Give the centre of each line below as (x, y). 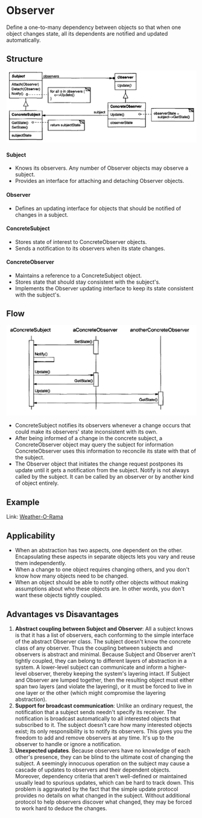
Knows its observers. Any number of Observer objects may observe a (102, 168)
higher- (178, 667)
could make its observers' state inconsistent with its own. (86, 432)
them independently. (40, 563)
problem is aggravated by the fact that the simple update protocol (96, 789)
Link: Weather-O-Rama (35, 517)
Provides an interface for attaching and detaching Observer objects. (99, 181)
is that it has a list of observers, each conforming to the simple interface (104, 635)
